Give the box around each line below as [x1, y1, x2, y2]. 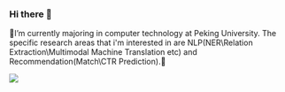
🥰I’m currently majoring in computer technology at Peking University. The [9, 28, 277, 39]
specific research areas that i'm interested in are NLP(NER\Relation [9, 37, 254, 48]
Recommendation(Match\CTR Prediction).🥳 [9, 57, 166, 67]
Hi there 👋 [9, 8, 53, 20]
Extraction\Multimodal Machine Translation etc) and [9, 47, 197, 57]
